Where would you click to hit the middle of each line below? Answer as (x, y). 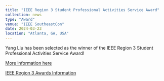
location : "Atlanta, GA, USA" (37, 33)
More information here (29, 63)
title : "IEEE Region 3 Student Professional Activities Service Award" (82, 10)
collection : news (24, 15)
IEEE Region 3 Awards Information (41, 73)
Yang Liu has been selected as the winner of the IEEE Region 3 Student (79, 48)
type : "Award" (20, 19)
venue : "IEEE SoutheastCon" (35, 24)
